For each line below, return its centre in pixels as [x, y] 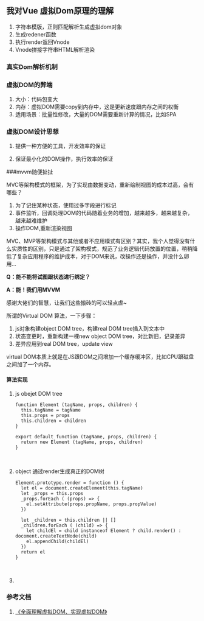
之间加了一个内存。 [30, 365]
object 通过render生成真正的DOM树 [59, 471]
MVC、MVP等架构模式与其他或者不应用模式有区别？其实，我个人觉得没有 [98, 241]
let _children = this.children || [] [69, 520]
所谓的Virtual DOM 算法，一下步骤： [52, 316]
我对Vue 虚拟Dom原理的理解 [60, 11]
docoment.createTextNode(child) [56, 536]
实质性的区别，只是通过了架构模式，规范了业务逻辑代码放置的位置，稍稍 [102, 249]
